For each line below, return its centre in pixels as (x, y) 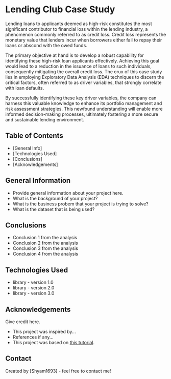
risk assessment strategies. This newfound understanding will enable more (84, 109)
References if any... (33, 337)
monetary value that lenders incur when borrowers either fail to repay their (84, 40)
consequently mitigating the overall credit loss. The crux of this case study (84, 71)
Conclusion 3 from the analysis (45, 248)
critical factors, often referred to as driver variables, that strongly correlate (83, 82)
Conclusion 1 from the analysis (45, 238)
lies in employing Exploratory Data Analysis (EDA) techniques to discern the (85, 77)
